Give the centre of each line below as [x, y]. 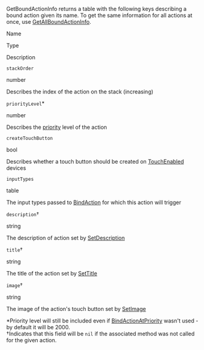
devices [16, 168]
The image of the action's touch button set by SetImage [76, 309]
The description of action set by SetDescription [65, 238]
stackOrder [20, 68]
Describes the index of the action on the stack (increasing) [80, 92]
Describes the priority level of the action [57, 127]
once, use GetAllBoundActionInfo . [49, 22]
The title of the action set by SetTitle [52, 273]
